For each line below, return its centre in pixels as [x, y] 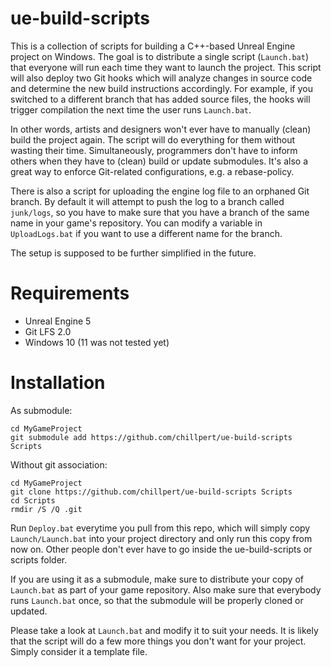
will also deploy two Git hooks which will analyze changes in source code [161, 78]
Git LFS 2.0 [48, 331]
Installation [58, 383]
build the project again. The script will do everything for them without [153, 139]
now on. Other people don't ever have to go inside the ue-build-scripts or [161, 549]
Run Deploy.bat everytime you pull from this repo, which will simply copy [160, 528]
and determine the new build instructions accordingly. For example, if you [161, 88]
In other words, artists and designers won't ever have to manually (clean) [161, 129]
